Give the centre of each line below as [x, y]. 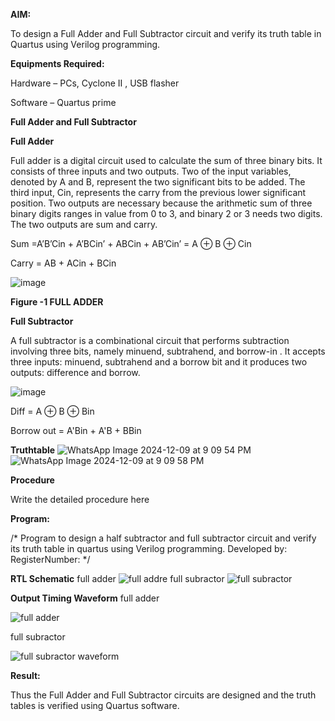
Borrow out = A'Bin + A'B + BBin [76, 430]
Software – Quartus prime [63, 102]
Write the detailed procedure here [80, 499]
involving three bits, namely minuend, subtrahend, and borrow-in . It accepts [168, 351]
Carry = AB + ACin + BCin [63, 263]
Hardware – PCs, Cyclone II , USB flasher [95, 83]
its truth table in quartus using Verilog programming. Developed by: [149, 548]
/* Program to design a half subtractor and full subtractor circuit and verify [163, 538]
